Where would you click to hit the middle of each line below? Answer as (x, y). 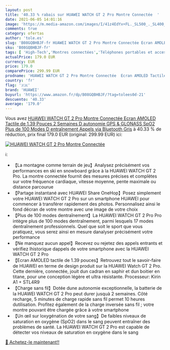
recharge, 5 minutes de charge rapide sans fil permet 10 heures (79, 299)
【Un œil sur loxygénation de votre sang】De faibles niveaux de (79, 316)
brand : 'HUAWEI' (22, 90)
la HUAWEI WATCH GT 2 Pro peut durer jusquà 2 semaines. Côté (80, 294)
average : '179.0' (24, 104)
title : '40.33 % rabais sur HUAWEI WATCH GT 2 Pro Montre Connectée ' (82, 15)
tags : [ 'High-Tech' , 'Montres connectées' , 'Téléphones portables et (79, 52)
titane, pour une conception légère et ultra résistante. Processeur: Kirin (87, 277)
